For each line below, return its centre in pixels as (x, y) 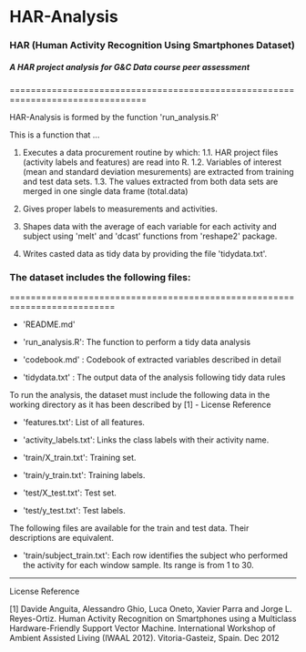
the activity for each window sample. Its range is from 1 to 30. (138, 565)
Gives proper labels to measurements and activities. (120, 209)
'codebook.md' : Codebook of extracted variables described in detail (152, 360)
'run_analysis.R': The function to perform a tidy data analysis (137, 342)
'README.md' (49, 324)
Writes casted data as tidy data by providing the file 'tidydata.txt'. (145, 254)
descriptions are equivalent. (61, 538)
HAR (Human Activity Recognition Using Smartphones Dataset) (153, 46)
